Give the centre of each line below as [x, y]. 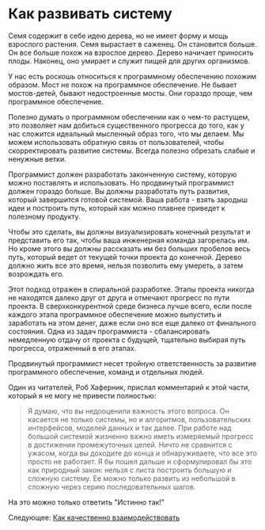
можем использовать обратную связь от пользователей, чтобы [116, 142]
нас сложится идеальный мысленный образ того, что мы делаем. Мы [126, 133]
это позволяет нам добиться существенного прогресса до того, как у [127, 125]
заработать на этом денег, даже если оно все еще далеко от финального [132, 322]
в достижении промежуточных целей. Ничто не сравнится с [130, 444]
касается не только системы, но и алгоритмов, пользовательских [139, 419]
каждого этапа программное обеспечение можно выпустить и [115, 315]
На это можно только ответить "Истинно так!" [86, 502]
